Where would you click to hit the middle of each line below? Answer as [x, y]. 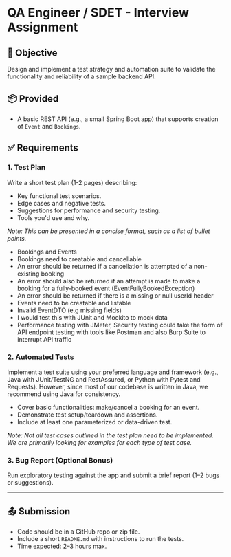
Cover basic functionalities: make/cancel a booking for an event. [108, 407]
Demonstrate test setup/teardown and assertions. [87, 415]
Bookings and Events [47, 252]
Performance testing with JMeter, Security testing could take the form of [120, 325]
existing [28, 274]
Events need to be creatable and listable [74, 303]
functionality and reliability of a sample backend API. [81, 76]
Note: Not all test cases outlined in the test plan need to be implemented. [111, 435]
